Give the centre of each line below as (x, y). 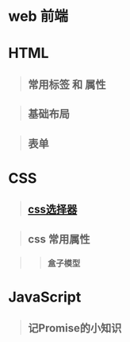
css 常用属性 (59, 239)
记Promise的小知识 (75, 328)
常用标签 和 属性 (67, 84)
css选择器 (52, 210)
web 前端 (38, 16)
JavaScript (45, 297)
